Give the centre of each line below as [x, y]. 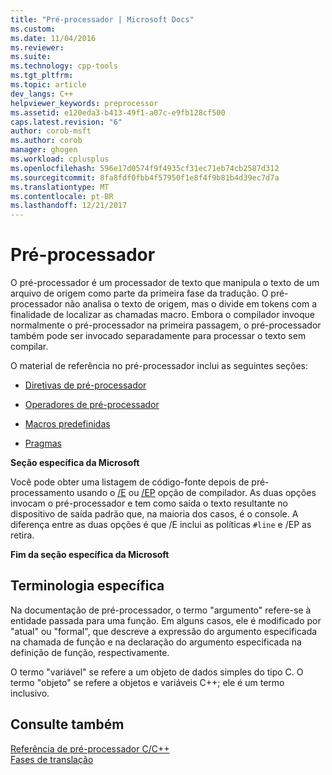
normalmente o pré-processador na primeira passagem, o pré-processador [166, 325]
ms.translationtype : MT [60, 187]
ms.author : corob [46, 141]
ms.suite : [31, 57]
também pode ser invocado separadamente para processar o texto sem [158, 336]
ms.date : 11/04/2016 [53, 38]
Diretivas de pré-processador [85, 385]
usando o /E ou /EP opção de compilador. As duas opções [196, 493]
